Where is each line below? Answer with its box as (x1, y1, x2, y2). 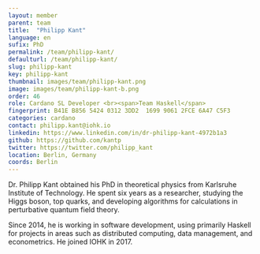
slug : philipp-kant (8, 63, 72, 71)
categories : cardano (8, 114, 76, 122)
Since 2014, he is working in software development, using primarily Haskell (8, 220, 251, 230)
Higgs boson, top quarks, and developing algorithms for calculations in (8, 196, 238, 206)
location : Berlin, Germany (8, 151, 97, 159)
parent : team (8, 19, 51, 27)
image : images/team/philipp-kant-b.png (8, 84, 139, 93)
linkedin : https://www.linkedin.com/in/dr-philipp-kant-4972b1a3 (8, 129, 227, 136)
